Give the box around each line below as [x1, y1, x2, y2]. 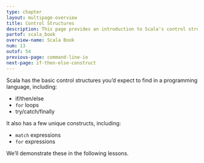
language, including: [6, 83, 58, 90]
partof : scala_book [6, 32, 56, 38]
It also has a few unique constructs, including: [6, 119, 121, 127]
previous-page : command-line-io [6, 54, 88, 60]
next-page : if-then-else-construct [6, 60, 97, 66]
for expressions [15, 137, 56, 145]
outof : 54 [6, 49, 32, 55]
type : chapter [6, 9, 42, 15]
